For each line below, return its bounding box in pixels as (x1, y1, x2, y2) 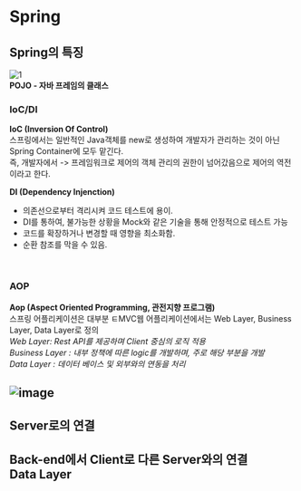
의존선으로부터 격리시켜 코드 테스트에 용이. (22, 206, 174, 217)
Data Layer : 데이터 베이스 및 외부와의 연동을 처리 (9, 358, 186, 369)
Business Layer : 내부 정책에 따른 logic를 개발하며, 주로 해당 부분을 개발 (9, 347, 266, 358)
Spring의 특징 (9, 44, 84, 60)
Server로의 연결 (9, 419, 95, 434)
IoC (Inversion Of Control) (9, 124, 109, 135)
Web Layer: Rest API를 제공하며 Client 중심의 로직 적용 (9, 335, 207, 346)
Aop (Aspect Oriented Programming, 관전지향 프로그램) (9, 302, 216, 313)
